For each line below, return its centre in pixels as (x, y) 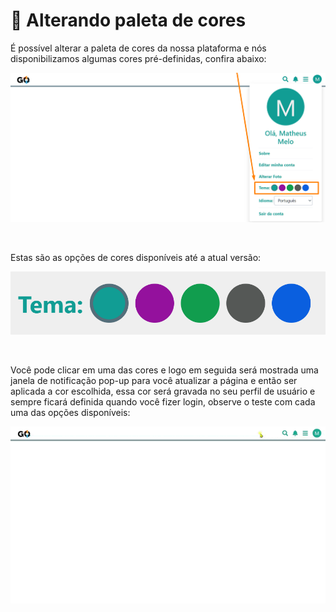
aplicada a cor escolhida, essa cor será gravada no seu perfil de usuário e (163, 391)
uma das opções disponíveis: (70, 412)
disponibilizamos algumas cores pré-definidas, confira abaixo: (138, 58)
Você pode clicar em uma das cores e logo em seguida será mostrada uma (164, 370)
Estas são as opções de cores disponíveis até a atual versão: (136, 258)
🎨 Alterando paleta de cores (128, 20)
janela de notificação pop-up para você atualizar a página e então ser (154, 380)
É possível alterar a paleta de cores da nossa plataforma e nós (138, 48)
